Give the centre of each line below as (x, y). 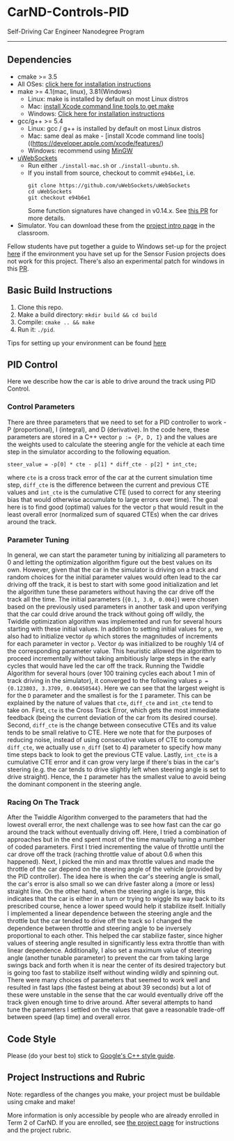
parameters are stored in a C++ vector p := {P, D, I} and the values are (112, 436)
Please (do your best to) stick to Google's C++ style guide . (91, 1056)
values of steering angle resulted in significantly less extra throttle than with (116, 943)
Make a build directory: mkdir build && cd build (87, 315)
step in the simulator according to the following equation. (89, 451)
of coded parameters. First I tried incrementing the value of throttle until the (116, 847)
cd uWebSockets (49, 191)
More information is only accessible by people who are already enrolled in (113, 1115)
